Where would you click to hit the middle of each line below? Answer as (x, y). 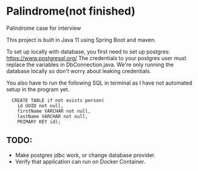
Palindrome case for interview (44, 28)
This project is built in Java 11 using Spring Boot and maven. (81, 40)
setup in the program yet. (38, 89)
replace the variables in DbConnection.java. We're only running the (90, 65)
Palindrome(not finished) (71, 11)
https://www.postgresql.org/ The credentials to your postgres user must (96, 58)
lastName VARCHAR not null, (53, 116)
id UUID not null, (40, 106)
